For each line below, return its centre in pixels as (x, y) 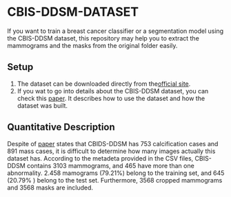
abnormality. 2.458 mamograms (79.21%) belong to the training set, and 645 (116, 173)
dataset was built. (42, 105)
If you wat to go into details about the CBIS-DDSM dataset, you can (113, 91)
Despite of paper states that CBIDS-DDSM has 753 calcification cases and (113, 143)
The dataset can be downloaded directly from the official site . (104, 84)
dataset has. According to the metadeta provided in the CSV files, (100, 158)
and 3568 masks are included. (50, 187)
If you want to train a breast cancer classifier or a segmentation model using (115, 31)
